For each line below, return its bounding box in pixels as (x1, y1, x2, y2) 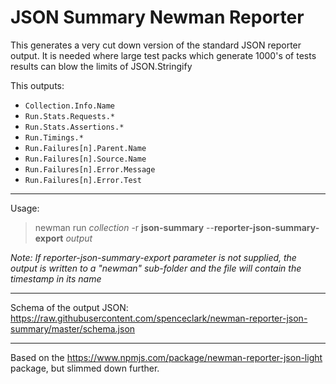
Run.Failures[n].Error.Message (24, 164, 156, 175)
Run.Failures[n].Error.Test (24, 175, 142, 185)
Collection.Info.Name (24, 101, 115, 111)
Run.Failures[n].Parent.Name (24, 143, 147, 153)
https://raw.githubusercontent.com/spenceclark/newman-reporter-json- (10, 312, 308, 324)
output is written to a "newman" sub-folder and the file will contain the (10, 262, 302, 274)
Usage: (10, 202, 40, 214)
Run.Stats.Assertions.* (24, 122, 125, 132)
